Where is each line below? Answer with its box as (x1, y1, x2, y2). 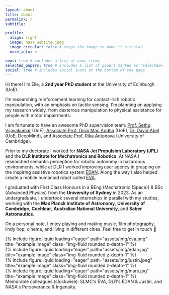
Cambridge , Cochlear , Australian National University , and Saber (5, 206, 142, 212)
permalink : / (5, 17, 33, 22)
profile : (5, 31, 24, 36)
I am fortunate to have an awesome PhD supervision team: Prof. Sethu (5, 122, 151, 128)
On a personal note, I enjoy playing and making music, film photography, (5, 221, 155, 227)
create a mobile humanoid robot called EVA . (5, 174, 97, 181)
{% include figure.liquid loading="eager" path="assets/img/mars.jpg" (5, 268, 149, 274)
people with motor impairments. (5, 113, 71, 119)
